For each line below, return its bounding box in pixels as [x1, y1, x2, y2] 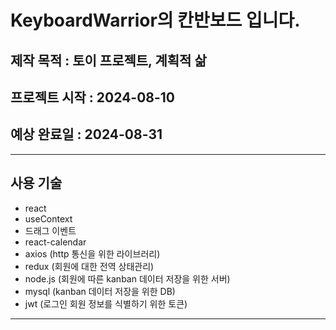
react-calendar [24, 236, 87, 248]
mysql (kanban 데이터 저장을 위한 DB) [24, 285, 176, 297]
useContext [24, 212, 73, 225]
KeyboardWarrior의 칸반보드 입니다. [10, 9, 301, 32]
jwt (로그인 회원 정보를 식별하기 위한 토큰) [24, 297, 188, 310]
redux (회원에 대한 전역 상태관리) [24, 260, 155, 272]
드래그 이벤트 [24, 224, 77, 236]
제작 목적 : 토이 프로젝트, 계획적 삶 [10, 52, 207, 69]
